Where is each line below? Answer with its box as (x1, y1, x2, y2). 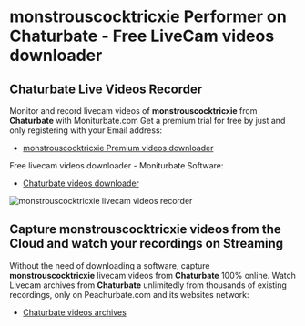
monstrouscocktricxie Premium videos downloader (22, 143, 214, 153)
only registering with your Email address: (9, 125, 163, 136)
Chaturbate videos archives (22, 307, 127, 318)
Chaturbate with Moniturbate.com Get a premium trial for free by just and (9, 116, 286, 126)
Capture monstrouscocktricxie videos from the (9, 221, 282, 238)
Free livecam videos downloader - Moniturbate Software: (9, 160, 224, 170)
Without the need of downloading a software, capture (9, 260, 210, 270)
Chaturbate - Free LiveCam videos (9, 25, 275, 46)
